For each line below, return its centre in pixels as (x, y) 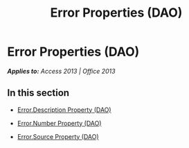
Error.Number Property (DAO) (59, 123)
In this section (38, 93)
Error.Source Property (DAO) (58, 136)
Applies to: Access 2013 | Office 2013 (61, 71)
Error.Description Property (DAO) (64, 110)
